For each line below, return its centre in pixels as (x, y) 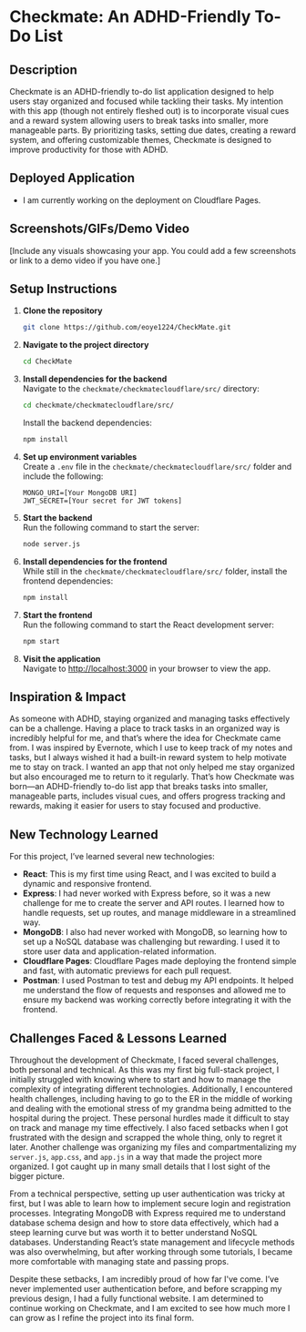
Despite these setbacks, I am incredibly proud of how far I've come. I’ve (144, 1279)
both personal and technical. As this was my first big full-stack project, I (144, 1070)
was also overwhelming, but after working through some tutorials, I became (151, 1252)
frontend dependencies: (68, 581)
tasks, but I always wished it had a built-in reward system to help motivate (148, 758)
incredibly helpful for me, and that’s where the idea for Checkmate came (145, 738)
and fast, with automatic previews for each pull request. (127, 971)
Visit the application (61, 658)
